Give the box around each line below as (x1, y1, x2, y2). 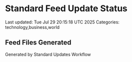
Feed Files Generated (5, 39, 72, 47)
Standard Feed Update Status (5, 3, 128, 14)
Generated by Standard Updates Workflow (5, 51, 91, 57)
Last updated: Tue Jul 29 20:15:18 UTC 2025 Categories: (5, 19, 120, 25)
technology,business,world (5, 24, 60, 30)
